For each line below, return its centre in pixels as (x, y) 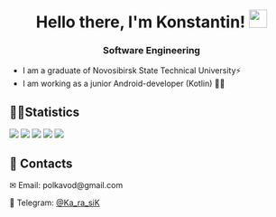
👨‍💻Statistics (44, 112)
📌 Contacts (41, 163)
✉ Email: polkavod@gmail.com (66, 185)
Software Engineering (152, 51)
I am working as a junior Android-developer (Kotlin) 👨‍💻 (124, 84)
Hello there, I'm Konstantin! (141, 22)
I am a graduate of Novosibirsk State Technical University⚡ (132, 71)
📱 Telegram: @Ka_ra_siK (55, 203)
